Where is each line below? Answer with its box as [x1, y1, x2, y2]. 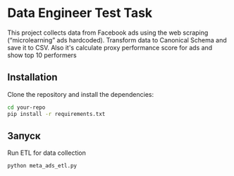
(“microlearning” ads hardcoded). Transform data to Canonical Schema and [7, 35, 227, 44]
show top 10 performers [7, 51, 77, 59]
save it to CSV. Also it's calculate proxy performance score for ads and [7, 43, 213, 52]
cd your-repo [7, 104, 46, 111]
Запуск [7, 129, 41, 142]
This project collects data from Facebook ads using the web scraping [7, 28, 209, 37]
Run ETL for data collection [7, 148, 87, 157]
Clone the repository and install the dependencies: [7, 90, 154, 98]
